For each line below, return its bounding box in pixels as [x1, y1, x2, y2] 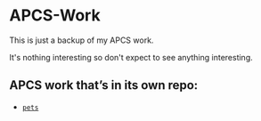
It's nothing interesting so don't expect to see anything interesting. [9, 52, 254, 62]
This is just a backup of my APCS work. [9, 35, 154, 45]
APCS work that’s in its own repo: [9, 77, 199, 93]
